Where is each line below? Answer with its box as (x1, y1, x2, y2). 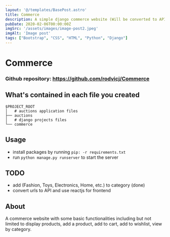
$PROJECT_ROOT (5, 104, 35, 109)
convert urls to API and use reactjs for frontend (12, 188, 111, 194)
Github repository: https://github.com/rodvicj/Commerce (5, 75, 150, 82)
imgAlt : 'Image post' (5, 31, 51, 36)
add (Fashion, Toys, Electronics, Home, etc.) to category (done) (12, 182, 145, 188)
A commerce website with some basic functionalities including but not (5, 215, 152, 222)
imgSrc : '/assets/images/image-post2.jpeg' (5, 26, 99, 31)
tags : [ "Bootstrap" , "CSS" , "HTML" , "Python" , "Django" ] (5, 36, 128, 41)
